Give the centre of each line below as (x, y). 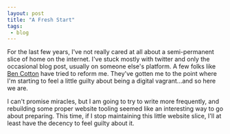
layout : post (26, 13)
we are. (18, 88)
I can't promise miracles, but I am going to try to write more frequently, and (113, 102)
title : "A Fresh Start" (41, 20)
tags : (15, 26)
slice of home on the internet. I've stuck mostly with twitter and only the (108, 59)
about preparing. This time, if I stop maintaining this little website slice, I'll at (114, 116)
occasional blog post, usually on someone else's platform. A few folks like (112, 66)
